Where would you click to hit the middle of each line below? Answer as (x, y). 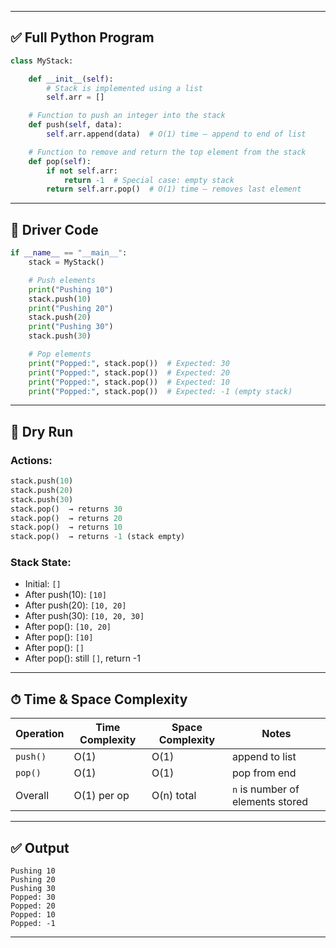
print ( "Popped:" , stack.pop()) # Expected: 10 (129, 382)
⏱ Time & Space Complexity (99, 699)
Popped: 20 (33, 906)
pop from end (264, 773)
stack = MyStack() (66, 262)
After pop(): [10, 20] (68, 627)
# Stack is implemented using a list (124, 88)
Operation (40, 734)
